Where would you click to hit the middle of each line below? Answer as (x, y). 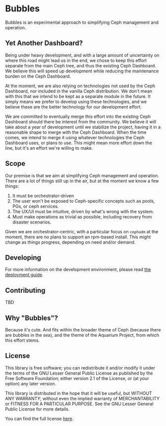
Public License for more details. (37, 409)
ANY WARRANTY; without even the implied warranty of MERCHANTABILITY (83, 398)
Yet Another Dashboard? (44, 43)
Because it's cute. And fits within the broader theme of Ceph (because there (83, 330)
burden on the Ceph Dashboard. (38, 76)
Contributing (25, 290)
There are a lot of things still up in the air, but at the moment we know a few (82, 181)
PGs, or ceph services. (35, 206)
